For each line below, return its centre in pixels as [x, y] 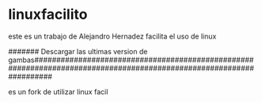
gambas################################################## [131, 60]
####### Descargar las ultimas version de [78, 51]
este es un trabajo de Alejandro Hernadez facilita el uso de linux [112, 36]
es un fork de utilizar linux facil [58, 91]
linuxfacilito [48, 15]
